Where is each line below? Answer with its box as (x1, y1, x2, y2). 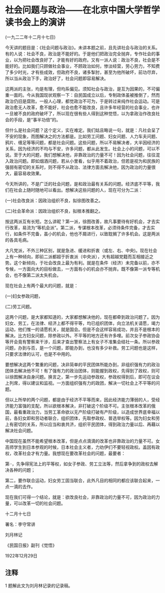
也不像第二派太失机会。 (13, 272, 61, 278)
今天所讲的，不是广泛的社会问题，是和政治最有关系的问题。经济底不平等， (5, 181, 156, 186)
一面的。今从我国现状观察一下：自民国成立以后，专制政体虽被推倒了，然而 (9, 92, 160, 98)
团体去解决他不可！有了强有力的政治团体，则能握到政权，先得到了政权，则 (5, 368, 156, 373)
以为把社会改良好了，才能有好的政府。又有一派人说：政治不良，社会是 (13, 57, 156, 63)
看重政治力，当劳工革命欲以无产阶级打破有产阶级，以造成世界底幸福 (18, 409, 156, 415)
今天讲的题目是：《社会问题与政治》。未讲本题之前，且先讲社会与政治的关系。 (5, 44, 160, 50)
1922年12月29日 (5, 553, 38, 558)
